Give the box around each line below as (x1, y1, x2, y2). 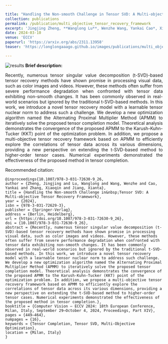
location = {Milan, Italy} (5, 330, 61, 335)
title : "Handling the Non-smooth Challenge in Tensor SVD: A (5, 12, 135, 17)
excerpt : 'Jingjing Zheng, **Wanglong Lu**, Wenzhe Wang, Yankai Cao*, (5, 26, 157, 31)
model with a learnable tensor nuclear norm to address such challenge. (5, 255, 160, 260)
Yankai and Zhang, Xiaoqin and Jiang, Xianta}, (5, 185, 106, 190)
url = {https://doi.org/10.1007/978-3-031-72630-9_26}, (5, 216, 124, 221)
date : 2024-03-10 (5, 31, 41, 36)
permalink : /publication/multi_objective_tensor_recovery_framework (5, 21, 151, 26)
